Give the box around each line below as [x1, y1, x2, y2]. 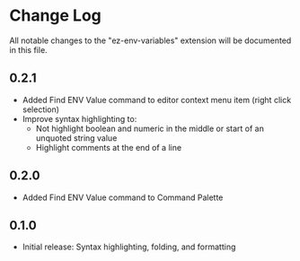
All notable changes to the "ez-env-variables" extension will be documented [9, 35, 292, 46]
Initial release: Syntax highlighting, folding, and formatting [22, 241, 236, 252]
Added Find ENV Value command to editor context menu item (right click [22, 94, 292, 105]
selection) [22, 104, 60, 115]
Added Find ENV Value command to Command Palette [22, 192, 224, 203]
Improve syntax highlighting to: [22, 113, 137, 124]
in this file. [9, 44, 48, 55]
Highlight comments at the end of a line [35, 142, 182, 152]
